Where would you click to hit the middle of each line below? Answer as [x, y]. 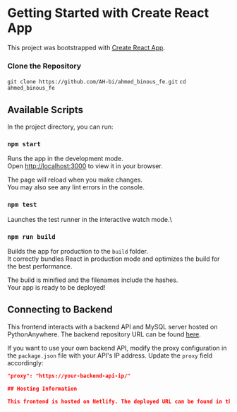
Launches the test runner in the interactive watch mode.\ [90, 219]
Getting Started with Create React [108, 13]
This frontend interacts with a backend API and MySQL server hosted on [113, 326]
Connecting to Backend [60, 310]
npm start [24, 144]
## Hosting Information [42, 389]
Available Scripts [45, 110]
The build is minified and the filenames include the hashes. [93, 280]
